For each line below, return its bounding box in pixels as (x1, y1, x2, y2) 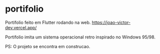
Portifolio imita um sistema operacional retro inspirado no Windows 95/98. (5, 34, 156, 40)
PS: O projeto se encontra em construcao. (5, 43, 91, 49)
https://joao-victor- (92, 19, 131, 25)
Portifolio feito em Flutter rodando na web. (5, 19, 91, 25)
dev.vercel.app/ (5, 24, 37, 30)
